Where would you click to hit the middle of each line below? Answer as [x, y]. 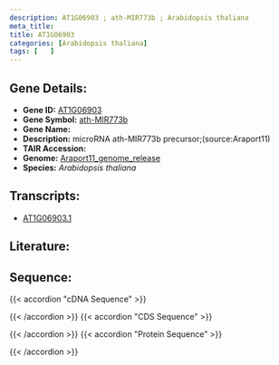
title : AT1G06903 [42, 34]
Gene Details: [48, 88]
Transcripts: [45, 196]
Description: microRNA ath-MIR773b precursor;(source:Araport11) [146, 139]
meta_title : [32, 26]
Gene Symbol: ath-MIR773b [75, 120]
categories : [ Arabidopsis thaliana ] [78, 43]
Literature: [40, 247]
